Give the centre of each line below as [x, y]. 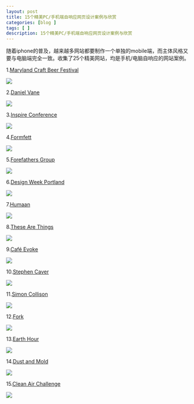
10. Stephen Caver [27, 272]
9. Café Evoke [22, 249]
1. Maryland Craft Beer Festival [43, 70]
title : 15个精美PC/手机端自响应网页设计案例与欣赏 [61, 17]
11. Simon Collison [27, 294]
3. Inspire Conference [32, 115]
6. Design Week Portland [35, 182]
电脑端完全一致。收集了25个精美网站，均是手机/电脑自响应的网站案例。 [103, 58]
